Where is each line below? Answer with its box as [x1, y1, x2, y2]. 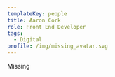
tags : [7, 29, 23, 37]
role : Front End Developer [7, 23, 86, 30]
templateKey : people [7, 10, 68, 17]
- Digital [13, 36, 42, 43]
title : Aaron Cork [7, 17, 61, 24]
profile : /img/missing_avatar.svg [7, 43, 109, 50]
